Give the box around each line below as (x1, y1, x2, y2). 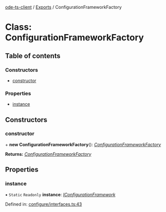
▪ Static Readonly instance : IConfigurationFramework (5, 191, 115, 197)
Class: (5, 22, 32, 33)
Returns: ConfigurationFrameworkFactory (5, 151, 92, 157)
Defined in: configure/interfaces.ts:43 (5, 201, 82, 207)
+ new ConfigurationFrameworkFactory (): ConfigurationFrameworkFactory (5, 141, 161, 147)
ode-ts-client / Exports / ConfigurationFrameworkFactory (5, 4, 122, 10)
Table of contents (5, 51, 60, 60)
